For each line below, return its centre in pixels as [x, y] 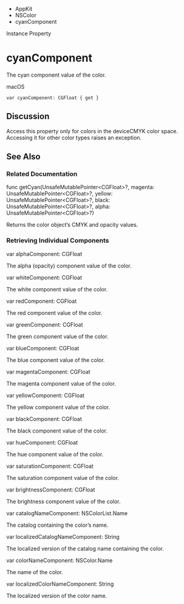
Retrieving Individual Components [58, 241]
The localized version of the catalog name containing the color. [85, 548]
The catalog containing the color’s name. [57, 525]
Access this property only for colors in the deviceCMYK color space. [92, 131]
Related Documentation [42, 174]
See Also [23, 157]
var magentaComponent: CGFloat [48, 372]
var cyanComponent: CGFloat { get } [53, 98]
